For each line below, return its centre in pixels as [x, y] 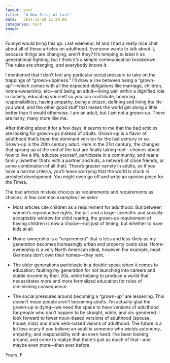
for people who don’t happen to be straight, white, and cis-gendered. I [86, 313]
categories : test [24, 24]
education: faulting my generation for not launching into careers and [84, 270]
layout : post [19, 10]
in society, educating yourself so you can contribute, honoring [70, 97]
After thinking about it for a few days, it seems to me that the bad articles [81, 128]
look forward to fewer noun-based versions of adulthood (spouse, [82, 318]
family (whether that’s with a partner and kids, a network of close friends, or [85, 160]
